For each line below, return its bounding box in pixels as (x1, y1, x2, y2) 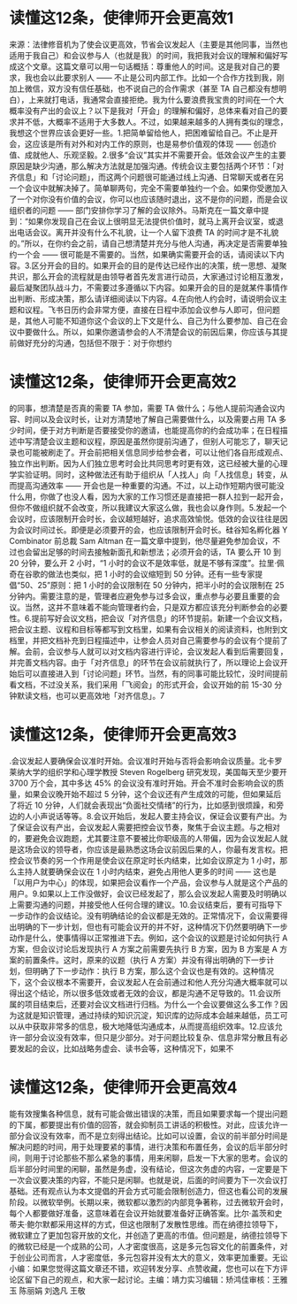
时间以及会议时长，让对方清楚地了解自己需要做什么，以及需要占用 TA (24, 413, 277, 425)
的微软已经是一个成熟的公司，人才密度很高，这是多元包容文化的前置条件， (9, 1240, 280, 1252)
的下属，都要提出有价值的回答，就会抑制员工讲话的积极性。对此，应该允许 (9, 1119, 280, 1130)
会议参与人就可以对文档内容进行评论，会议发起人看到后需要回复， (47, 646, 288, 656)
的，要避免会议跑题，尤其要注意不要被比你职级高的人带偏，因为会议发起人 (9, 832, 280, 843)
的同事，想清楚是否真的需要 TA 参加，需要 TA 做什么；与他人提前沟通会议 (9, 403, 278, 413)
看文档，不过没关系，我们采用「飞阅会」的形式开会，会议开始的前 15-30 (9, 679, 272, 690)
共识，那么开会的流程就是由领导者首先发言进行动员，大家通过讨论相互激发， (9, 271, 288, 281)
